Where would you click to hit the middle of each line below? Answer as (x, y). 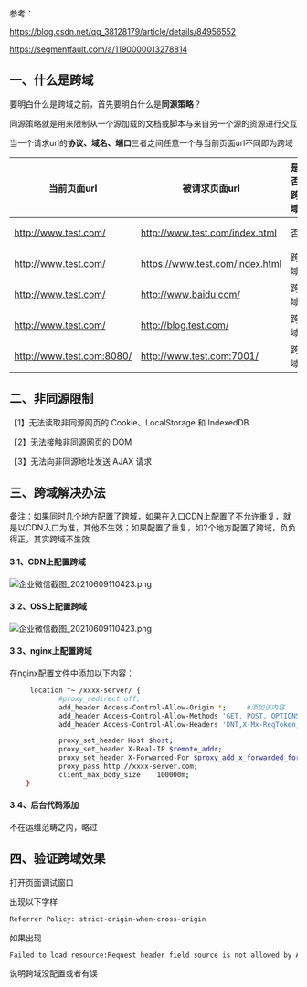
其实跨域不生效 (61, 539)
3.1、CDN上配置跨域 (48, 562)
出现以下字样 (33, 901)
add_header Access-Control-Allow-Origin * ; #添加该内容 (171, 707)
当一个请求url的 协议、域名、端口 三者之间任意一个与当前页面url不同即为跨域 (152, 142)
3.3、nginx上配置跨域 (51, 651)
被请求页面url (211, 188)
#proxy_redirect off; (100, 698)
